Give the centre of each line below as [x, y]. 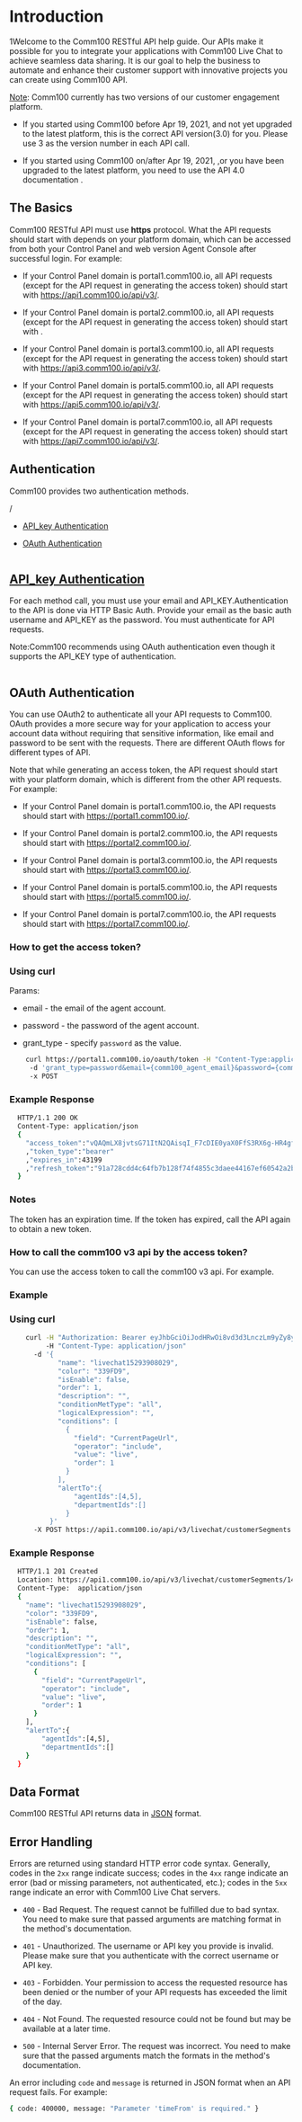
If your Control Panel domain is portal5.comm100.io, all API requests [148, 385]
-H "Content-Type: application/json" [116, 1346]
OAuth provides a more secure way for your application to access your [140, 724]
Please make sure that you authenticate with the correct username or [151, 1956]
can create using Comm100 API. [69, 79]
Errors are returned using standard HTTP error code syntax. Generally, [140, 1864]
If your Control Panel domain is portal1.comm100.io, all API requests [147, 275]
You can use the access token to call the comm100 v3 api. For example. [142, 1271]
